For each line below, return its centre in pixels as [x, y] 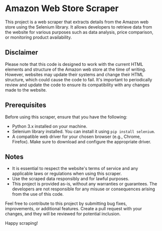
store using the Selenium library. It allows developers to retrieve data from [79, 27]
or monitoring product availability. [38, 37]
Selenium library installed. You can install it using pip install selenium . [83, 131]
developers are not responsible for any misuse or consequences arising [83, 189]
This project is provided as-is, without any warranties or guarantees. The [84, 184]
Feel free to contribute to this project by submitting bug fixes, [66, 203]
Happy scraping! [22, 223]
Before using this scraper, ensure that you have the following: [66, 117]
